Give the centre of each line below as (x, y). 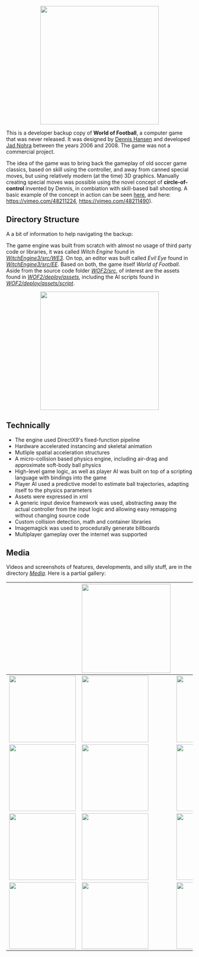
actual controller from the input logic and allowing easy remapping (96, 509)
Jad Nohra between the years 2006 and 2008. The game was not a (88, 145)
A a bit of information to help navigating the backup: (70, 233)
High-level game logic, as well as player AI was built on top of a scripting (103, 471)
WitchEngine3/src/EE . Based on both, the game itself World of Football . (93, 264)
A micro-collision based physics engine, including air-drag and (91, 459)
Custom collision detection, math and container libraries (83, 521)
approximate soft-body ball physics (58, 465)
